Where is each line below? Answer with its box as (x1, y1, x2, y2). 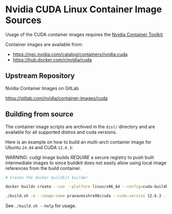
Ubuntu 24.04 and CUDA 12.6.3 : (5, 144, 73, 151)
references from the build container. (5, 165, 81, 171)
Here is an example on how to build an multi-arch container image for (5, 139, 152, 145)
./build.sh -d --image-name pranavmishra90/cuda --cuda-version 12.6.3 (5, 194, 161, 199)
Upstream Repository (5, 72, 75, 80)
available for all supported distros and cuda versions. (5, 129, 117, 135)
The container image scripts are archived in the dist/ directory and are (5, 123, 155, 130)
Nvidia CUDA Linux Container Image (5, 4, 162, 15)
